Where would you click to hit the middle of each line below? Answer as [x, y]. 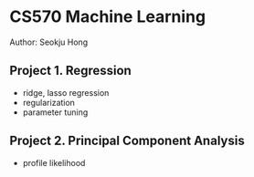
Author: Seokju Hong [49, 42]
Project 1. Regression [71, 71]
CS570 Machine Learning [108, 17]
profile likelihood [54, 162]
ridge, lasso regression [66, 92]
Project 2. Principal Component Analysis [127, 141]
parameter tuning [55, 112]
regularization [49, 102]
